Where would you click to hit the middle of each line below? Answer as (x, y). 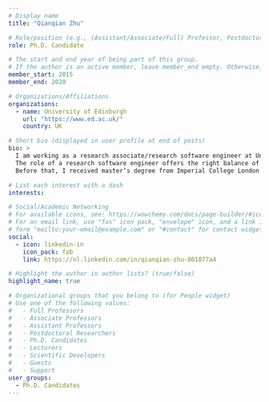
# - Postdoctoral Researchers (62, 333)
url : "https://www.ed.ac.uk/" (73, 119)
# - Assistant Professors (55, 326)
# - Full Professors (46, 311)
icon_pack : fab (48, 252)
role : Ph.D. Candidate (46, 45)
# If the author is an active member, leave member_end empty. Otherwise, (136, 67)
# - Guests (30, 363)
